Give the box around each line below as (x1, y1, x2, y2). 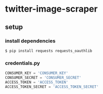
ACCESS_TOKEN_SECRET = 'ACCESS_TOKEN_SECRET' (5, 84, 99, 89)
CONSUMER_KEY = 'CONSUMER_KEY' (5, 71, 69, 76)
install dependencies (5, 38, 56, 44)
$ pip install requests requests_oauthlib (5, 48, 92, 53)
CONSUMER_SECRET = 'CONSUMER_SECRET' (5, 75, 82, 80)
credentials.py (5, 59, 40, 66)
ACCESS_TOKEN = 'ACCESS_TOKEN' (5, 79, 69, 85)
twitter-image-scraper (5, 3, 98, 15)
